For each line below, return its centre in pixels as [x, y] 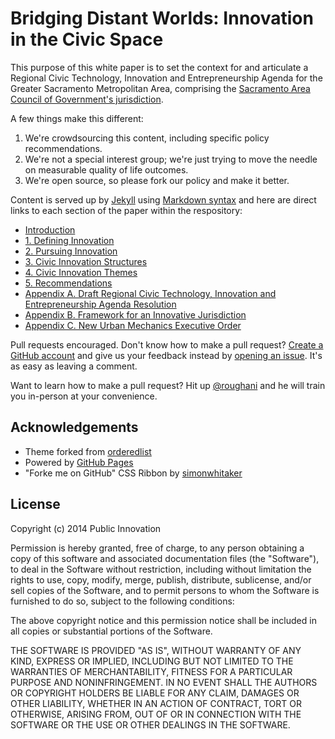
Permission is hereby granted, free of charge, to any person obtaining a [157, 548]
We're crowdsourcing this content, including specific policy [147, 138]
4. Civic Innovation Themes [81, 272]
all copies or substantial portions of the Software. [111, 631]
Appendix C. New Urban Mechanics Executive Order [133, 325]
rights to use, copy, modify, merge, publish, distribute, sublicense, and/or [161, 579]
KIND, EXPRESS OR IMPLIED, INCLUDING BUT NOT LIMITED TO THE [152, 661]
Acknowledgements [74, 427]
